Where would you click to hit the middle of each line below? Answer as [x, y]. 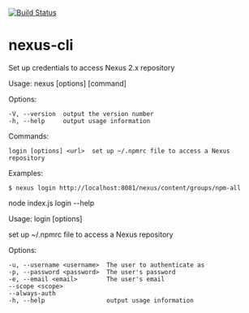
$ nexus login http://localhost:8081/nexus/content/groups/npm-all [125, 188]
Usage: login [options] [45, 218]
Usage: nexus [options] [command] [68, 83]
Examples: [26, 173]
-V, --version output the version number [81, 114]
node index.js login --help [52, 203]
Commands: [29, 136]
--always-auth [32, 293]
